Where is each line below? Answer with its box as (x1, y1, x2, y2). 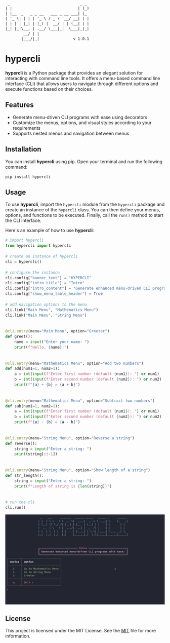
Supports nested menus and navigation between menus (12, 130, 130, 136)
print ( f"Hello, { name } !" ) (14, 345, 69, 350)
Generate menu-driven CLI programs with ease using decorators (12, 114, 148, 120)
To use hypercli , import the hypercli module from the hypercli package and (5, 201, 165, 208)
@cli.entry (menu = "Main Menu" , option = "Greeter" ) (5, 329, 110, 334)
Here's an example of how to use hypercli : (5, 228, 95, 234)
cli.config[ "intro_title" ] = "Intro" (5, 281, 85, 286)
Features (5, 101, 34, 109)
